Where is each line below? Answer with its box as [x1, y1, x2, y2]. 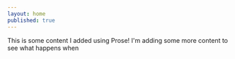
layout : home [7, 10, 46, 18]
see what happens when [7, 44, 79, 52]
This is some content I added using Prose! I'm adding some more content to [7, 36, 229, 44]
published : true [7, 17, 55, 24]
